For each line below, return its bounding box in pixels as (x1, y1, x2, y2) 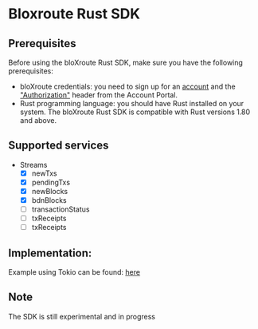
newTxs (31, 168, 57, 178)
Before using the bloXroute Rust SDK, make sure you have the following (8, 57, 243, 67)
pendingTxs (31, 177, 70, 187)
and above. (19, 116, 57, 125)
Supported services (8, 139, 109, 153)
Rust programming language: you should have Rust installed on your (19, 99, 244, 108)
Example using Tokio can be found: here (8, 268, 141, 277)
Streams (19, 160, 48, 169)
